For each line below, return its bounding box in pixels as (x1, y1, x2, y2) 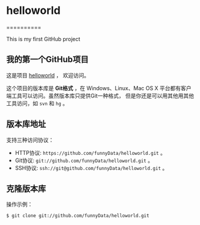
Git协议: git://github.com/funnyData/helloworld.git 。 (14, 157, 154, 164)
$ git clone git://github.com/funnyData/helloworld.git (6, 213, 149, 219)
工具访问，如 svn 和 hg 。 (6, 99, 68, 106)
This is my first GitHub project (6, 35, 81, 42)
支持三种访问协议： (6, 136, 54, 143)
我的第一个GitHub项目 (6, 54, 89, 65)
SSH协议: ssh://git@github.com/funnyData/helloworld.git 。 (14, 164, 168, 171)
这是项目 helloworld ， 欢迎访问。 (6, 71, 90, 79)
